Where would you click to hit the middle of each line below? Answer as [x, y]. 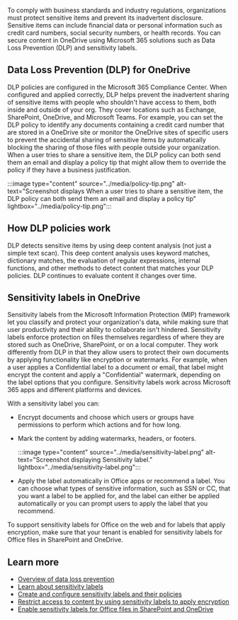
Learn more [33, 562]
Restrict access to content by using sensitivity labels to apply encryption [123, 602]
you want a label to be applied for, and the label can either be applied [118, 496]
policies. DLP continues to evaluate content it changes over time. [102, 275]
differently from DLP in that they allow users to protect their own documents [118, 352]
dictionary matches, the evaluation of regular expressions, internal [104, 260]
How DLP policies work [59, 228]
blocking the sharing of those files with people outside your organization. [114, 147]
